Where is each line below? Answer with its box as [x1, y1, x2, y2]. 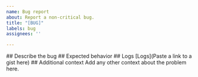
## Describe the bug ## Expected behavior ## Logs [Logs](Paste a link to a [6, 53, 192, 60]
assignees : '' [6, 31, 42, 37]
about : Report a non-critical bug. [6, 14, 95, 20]
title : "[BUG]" [6, 20, 44, 26]
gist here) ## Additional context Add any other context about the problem [6, 59, 187, 66]
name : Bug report [6, 8, 49, 15]
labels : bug [6, 25, 36, 32]
